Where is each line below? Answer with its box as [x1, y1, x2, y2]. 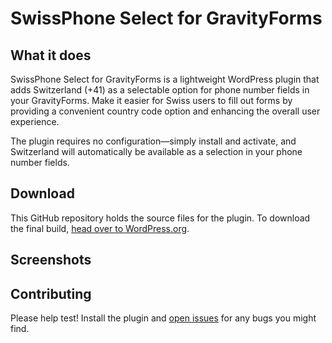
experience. [10, 116, 60, 127]
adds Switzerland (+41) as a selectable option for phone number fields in [10, 84, 310, 96]
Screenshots [10, 252, 92, 269]
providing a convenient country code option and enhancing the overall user [10, 105, 321, 117]
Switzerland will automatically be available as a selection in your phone [10, 146, 303, 157]
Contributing [10, 285, 92, 302]
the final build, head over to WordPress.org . [10, 222, 190, 234]
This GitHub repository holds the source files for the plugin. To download [10, 212, 311, 224]
